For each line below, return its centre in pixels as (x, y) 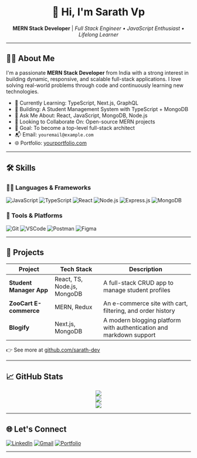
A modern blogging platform (142, 320)
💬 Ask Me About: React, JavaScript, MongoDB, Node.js (81, 115)
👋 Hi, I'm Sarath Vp (98, 12)
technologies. (23, 91)
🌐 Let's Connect (36, 429)
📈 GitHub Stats (35, 377)
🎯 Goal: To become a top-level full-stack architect (74, 128)
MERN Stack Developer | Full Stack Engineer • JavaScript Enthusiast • (98, 28)
